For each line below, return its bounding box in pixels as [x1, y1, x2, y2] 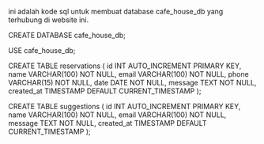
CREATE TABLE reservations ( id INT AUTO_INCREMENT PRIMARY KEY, [8, 61, 242, 70]
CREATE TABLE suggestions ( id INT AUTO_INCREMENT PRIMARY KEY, [8, 102, 241, 111]
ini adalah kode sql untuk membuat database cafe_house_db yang [8, 7, 224, 16]
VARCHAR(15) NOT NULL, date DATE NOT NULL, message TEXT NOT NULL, [8, 78, 257, 87]
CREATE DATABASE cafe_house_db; [8, 31, 126, 40]
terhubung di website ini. [8, 15, 89, 25]
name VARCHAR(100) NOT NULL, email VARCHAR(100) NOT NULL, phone [8, 70, 249, 78]
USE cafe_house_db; [8, 46, 76, 55]
